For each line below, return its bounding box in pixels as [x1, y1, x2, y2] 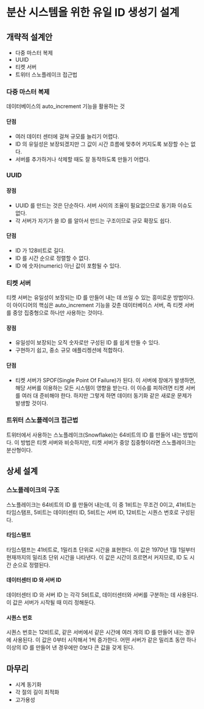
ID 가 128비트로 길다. [15, 247, 65, 254]
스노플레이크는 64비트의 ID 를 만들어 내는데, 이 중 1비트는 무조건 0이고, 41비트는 [6, 501, 197, 508]
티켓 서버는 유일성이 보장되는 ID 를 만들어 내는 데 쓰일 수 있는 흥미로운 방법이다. [6, 294, 195, 301]
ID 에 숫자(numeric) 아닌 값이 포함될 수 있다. [15, 262, 121, 269]
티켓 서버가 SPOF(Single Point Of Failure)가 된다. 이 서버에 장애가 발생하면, [15, 376, 196, 384]
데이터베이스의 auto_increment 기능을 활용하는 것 [6, 103, 125, 110]
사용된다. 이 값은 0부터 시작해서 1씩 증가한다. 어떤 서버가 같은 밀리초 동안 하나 [12, 636, 197, 644]
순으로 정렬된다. [12, 561, 51, 569]
